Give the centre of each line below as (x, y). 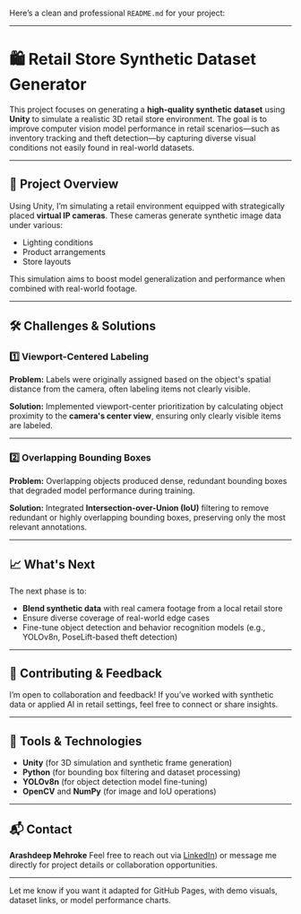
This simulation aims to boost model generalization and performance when (147, 278)
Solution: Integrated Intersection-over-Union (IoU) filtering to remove (139, 507)
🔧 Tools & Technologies (76, 741)
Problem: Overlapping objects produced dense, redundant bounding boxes (148, 480)
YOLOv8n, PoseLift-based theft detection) (100, 637)
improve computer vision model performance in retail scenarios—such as (145, 128)
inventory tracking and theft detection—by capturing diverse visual (133, 137)
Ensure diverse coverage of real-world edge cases (116, 618)
